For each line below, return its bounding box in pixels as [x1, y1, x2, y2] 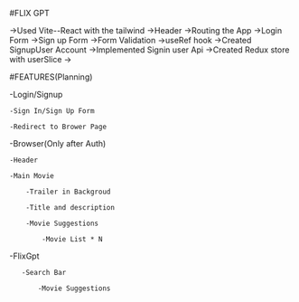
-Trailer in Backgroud [25, 187, 111, 196]
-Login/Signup [9, 90, 63, 99]
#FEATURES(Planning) [9, 71, 93, 82]
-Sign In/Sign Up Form [9, 107, 95, 116]
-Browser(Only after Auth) [9, 138, 107, 148]
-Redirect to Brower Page [9, 122, 107, 131]
